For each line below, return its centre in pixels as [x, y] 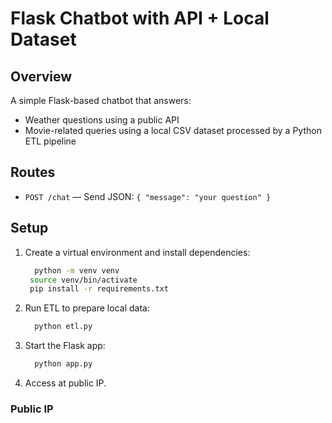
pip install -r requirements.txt [99, 289]
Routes [33, 172]
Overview [41, 76]
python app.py [63, 364]
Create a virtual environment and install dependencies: [137, 252]
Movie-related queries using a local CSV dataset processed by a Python [173, 130]
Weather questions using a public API [102, 120]
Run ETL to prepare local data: [87, 308]
